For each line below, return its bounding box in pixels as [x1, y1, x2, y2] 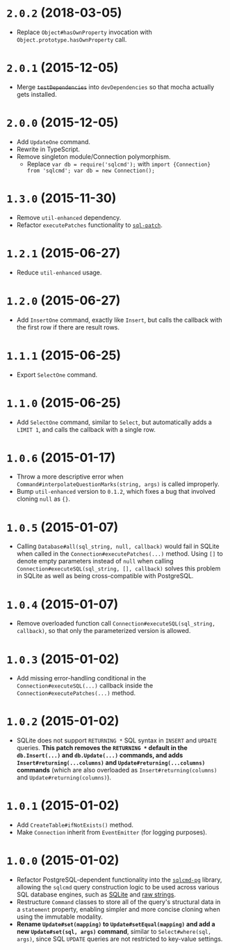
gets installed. [16, 90, 57, 98]
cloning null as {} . [16, 495, 71, 503]
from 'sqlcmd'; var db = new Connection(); [26, 167, 156, 174]
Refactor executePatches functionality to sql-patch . [16, 221, 163, 229]
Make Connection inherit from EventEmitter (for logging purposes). [16, 828, 208, 836]
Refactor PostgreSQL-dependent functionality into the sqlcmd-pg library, [16, 875, 222, 884]
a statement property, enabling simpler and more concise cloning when [16, 905, 220, 914]
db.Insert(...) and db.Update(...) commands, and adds [16, 751, 183, 760]
